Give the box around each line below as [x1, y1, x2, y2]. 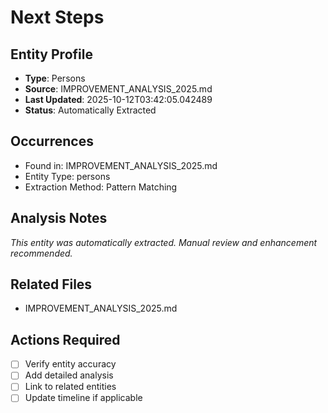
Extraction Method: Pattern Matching [24, 181, 178, 193]
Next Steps [10, 6, 105, 29]
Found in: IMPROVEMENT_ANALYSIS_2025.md [24, 159, 218, 171]
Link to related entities [24, 381, 117, 393]
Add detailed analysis [24, 369, 114, 381]
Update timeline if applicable [24, 392, 143, 404]
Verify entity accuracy [24, 358, 117, 370]
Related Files [10, 276, 93, 293]
